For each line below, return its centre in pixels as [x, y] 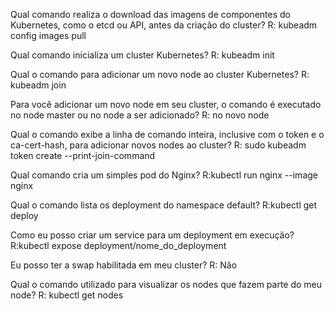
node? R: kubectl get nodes [67, 295]
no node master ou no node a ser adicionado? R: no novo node [140, 115]
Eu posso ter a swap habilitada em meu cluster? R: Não [124, 265]
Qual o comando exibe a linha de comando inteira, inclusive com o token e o [167, 134]
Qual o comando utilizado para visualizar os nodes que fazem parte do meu [166, 284]
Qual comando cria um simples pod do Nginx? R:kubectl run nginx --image [164, 175]
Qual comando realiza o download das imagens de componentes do [150, 14]
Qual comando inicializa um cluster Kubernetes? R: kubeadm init [142, 55]
